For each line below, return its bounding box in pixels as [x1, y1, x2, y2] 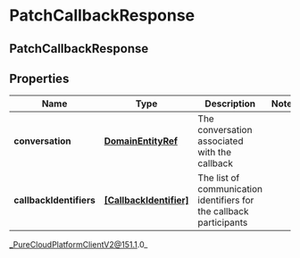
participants [197, 216, 248, 229]
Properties [9, 71, 70, 86]
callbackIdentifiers [13, 194, 96, 206]
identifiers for [197, 194, 254, 206]
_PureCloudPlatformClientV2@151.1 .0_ [9, 239, 148, 250]
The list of [197, 171, 240, 184]
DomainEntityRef [104, 135, 179, 147]
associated [197, 135, 244, 147]
